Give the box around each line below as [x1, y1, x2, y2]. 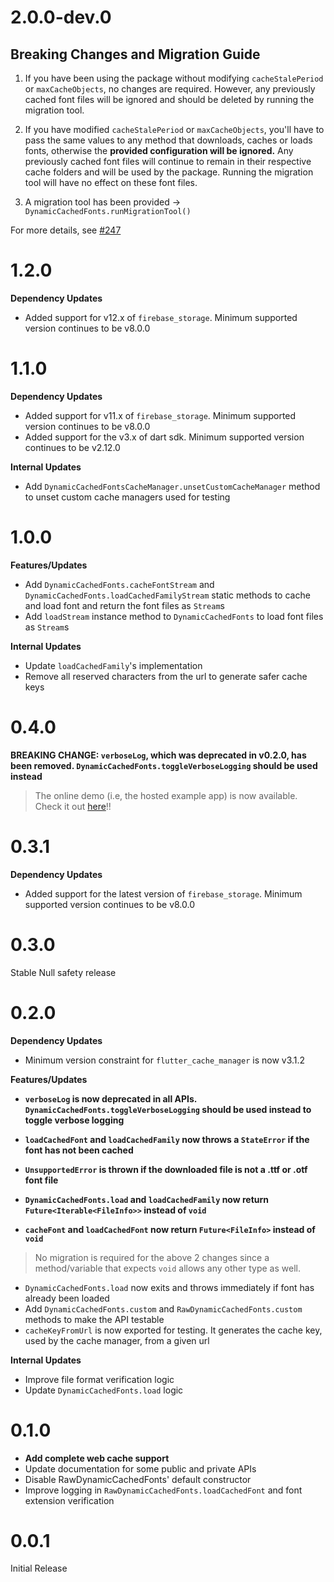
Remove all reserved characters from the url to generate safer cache [24, 670, 308, 682]
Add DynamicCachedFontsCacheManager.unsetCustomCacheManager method [24, 480, 321, 492]
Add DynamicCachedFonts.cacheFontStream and [24, 578, 215, 590]
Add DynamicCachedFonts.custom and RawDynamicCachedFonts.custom [24, 1302, 303, 1315]
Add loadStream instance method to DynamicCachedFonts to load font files [24, 610, 324, 622]
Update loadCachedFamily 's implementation [24, 659, 203, 671]
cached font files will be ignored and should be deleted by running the [24, 94, 315, 105]
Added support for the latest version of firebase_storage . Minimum [24, 887, 303, 900]
